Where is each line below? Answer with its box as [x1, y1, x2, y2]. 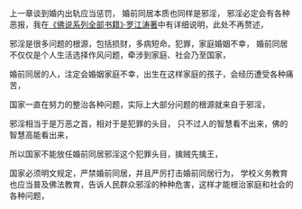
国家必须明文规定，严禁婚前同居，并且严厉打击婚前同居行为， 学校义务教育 [9, 168, 288, 178]
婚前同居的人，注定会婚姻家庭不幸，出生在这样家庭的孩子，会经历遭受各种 [9, 68, 286, 79]
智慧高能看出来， [9, 130, 73, 140]
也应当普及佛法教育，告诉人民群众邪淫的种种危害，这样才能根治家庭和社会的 [9, 179, 294, 189]
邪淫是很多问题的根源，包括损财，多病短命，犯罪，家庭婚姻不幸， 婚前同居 [9, 39, 288, 49]
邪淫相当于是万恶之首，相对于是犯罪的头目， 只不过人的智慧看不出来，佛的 [9, 118, 288, 129]
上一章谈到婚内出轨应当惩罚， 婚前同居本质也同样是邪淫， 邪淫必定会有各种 [9, 8, 290, 18]
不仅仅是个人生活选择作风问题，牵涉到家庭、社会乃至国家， [9, 50, 231, 60]
